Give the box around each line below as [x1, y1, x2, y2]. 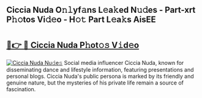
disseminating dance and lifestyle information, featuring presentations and [6, 66, 194, 73]
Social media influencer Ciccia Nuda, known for [64, 59, 184, 66]
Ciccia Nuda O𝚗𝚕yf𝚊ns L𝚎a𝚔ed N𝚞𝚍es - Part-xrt [6, 5, 196, 15]
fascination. [6, 86, 36, 92]
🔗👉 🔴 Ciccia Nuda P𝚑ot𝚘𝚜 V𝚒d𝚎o [6, 40, 140, 50]
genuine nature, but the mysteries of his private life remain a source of [6, 79, 184, 86]
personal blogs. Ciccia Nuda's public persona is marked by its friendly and [6, 73, 194, 80]
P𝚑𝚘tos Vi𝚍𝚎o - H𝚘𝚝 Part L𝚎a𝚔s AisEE [6, 15, 156, 25]
